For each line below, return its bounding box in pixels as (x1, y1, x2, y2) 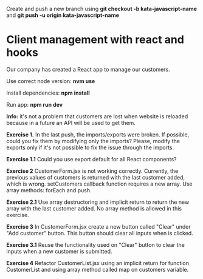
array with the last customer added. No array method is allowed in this (6, 204, 182, 212)
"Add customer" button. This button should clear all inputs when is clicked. (6, 229, 193, 237)
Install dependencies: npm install (6, 89, 90, 96)
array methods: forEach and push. (6, 186, 92, 193)
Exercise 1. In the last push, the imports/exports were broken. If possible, (6, 130, 190, 138)
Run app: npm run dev (6, 101, 63, 108)
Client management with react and (6, 33, 184, 47)
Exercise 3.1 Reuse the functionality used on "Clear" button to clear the (6, 241, 185, 248)
